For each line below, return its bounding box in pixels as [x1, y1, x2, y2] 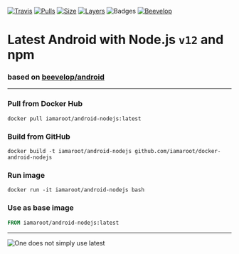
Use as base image [7, 203, 74, 213]
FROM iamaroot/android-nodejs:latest [7, 219, 119, 226]
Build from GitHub [7, 132, 71, 142]
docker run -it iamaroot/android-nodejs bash [7, 186, 144, 194]
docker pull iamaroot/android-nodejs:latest [7, 115, 142, 122]
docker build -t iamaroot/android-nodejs [7, 148, 132, 155]
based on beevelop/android [7, 72, 105, 82]
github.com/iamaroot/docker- [134, 148, 221, 155]
